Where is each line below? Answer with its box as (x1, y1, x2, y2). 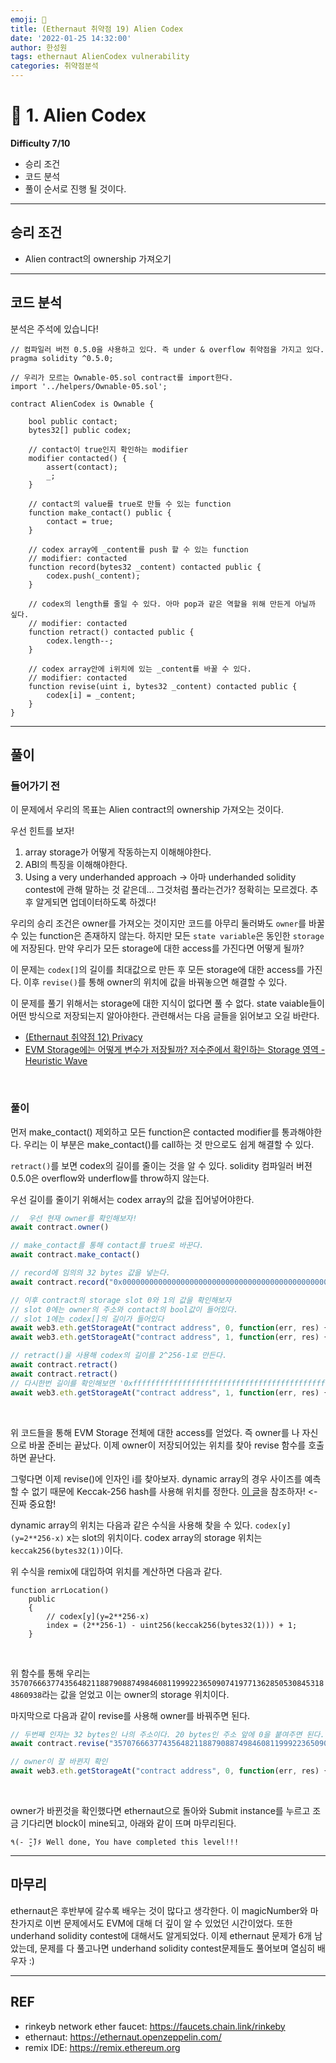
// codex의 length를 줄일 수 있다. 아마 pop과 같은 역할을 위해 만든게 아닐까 (28, 599, 316, 609)
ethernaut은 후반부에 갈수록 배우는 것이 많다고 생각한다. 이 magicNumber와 (10, 1904, 308, 1916)
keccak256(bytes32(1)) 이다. (10, 1544, 124, 1556)
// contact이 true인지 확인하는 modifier (28, 444, 189, 455)
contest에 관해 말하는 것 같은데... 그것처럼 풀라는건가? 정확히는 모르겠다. (24, 884, 308, 896)
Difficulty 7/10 (10, 137, 71, 149)
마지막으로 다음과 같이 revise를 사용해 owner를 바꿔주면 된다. (10, 1709, 251, 1721)
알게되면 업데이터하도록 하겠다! (35, 896, 157, 908)
